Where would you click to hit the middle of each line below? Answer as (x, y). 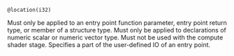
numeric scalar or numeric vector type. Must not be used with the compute (115, 37)
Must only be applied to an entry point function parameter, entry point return (117, 23)
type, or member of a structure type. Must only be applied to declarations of (117, 30)
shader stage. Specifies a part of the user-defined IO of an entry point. (109, 45)
